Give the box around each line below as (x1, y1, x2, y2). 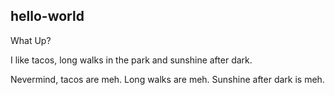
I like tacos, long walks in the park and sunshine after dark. (10, 54, 253, 66)
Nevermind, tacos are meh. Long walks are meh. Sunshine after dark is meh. (10, 73, 325, 85)
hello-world (10, 8, 85, 25)
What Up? (10, 34, 52, 46)
